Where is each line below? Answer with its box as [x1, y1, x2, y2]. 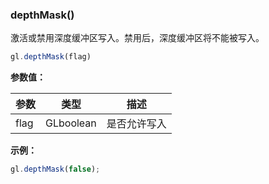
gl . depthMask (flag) [10, 52, 92, 62]
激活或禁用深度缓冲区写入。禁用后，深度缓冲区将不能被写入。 [10, 32, 265, 44]
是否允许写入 [106, 117, 167, 131]
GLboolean [45, 116, 97, 130]
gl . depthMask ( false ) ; [10, 164, 101, 175]
